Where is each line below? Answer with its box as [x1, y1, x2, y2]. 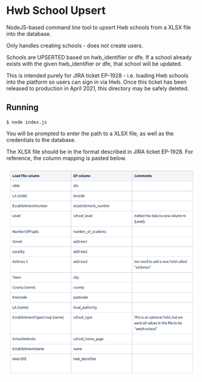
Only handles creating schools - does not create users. [6, 42, 143, 49]
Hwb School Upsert [6, 4, 106, 18]
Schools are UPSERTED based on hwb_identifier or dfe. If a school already [6, 53, 192, 61]
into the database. [6, 30, 51, 37]
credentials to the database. [6, 136, 76, 143]
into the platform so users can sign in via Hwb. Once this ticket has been [6, 78, 187, 85]
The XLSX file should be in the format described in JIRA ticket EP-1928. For [6, 148, 194, 155]
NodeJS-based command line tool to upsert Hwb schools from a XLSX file [6, 24, 192, 31]
